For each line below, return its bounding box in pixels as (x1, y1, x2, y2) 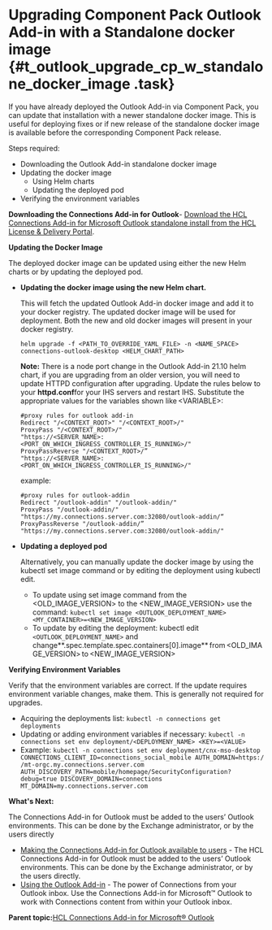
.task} (133, 75, 175, 93)
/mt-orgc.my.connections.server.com (19, 760, 145, 769)
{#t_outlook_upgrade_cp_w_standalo (8, 58, 264, 76)
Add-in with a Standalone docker (8, 23, 235, 41)
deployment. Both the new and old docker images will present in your (19, 315, 253, 325)
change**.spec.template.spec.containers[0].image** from (32, 640, 226, 650)
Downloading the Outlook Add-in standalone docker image (19, 159, 218, 168)
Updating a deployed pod (19, 541, 108, 550)
